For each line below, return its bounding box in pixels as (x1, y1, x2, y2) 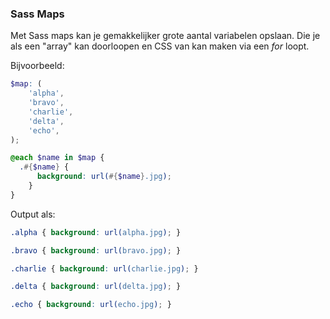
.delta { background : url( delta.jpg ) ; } (10, 282, 182, 292)
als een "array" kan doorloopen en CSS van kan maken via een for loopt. (10, 40, 310, 52)
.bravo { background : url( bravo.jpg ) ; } (10, 245, 182, 256)
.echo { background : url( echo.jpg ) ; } (10, 300, 172, 310)
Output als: (10, 208, 56, 220)
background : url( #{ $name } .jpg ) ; (36, 172, 172, 182)
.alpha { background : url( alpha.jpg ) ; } (10, 227, 182, 237)
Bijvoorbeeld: (10, 60, 65, 72)
